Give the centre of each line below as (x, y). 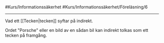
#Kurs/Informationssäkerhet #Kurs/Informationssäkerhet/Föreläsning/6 (76, 7)
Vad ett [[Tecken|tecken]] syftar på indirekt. (49, 21)
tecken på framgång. (26, 35)
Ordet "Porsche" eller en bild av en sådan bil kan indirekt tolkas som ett (77, 30)
